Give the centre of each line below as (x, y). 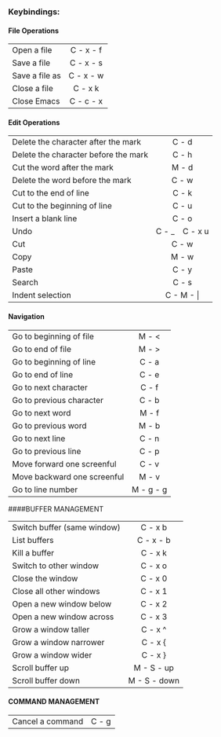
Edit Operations (34, 122)
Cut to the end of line (51, 193)
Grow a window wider (52, 654)
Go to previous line (47, 451)
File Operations (34, 31)
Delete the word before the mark (72, 181)
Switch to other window (56, 566)
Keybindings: (34, 12)
